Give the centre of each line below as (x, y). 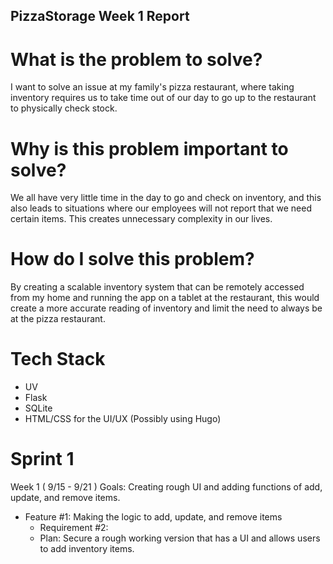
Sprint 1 (42, 459)
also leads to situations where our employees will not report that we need (161, 208)
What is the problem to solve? (136, 59)
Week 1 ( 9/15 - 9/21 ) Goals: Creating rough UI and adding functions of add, (166, 487)
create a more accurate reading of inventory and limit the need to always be (166, 308)
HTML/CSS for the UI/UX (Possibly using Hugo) (123, 419)
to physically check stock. (64, 108)
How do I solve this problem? (132, 259)
